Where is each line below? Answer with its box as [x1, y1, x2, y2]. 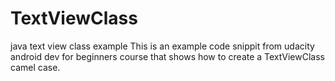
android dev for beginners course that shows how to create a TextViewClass [10, 50, 325, 62]
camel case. [10, 61, 61, 73]
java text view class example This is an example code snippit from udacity [10, 40, 315, 52]
